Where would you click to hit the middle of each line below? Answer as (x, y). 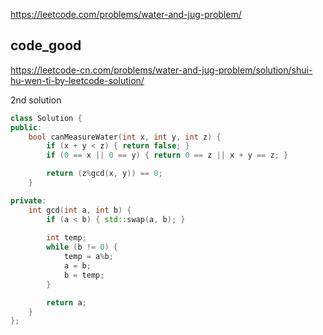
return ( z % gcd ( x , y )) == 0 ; (104, 174)
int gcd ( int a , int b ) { (80, 210)
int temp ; (66, 238)
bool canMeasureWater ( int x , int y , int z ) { (125, 137)
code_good (46, 45)
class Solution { (46, 118)
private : (28, 200)
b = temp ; (84, 275)
